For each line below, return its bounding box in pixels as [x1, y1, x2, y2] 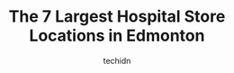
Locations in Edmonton [29, 25, 205, 46]
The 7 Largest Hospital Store [8, 6, 226, 27]
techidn [103, 55, 131, 66]
